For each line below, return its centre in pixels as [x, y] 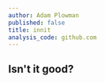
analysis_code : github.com [52, 37]
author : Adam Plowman [44, 15]
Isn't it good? [41, 69]
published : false [37, 23]
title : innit [30, 30]
